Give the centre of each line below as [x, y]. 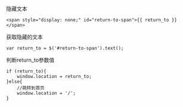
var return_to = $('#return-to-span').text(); [65, 48]
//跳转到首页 [31, 88]
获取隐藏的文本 [24, 37]
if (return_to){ [26, 71]
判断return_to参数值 [30, 60]
